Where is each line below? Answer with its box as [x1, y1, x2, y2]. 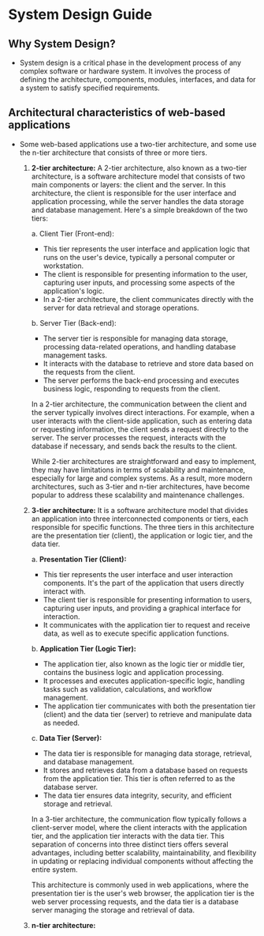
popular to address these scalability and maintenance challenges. [31, 490, 245, 500]
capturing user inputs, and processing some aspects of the [43, 277, 235, 287]
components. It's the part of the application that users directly [43, 578, 244, 587]
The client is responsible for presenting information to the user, [43, 269, 248, 278]
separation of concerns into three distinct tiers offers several [31, 840, 229, 849]
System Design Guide [8, 6, 153, 24]
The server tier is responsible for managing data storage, [43, 334, 229, 343]
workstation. [43, 261, 84, 270]
